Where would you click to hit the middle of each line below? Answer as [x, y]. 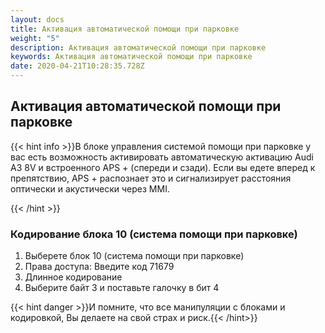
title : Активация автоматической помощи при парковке [125, 29]
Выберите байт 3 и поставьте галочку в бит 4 [122, 288]
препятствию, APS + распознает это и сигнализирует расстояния [151, 178]
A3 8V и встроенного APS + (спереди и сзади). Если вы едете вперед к [163, 167]
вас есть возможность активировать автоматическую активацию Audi [162, 157]
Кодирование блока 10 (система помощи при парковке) [154, 234]
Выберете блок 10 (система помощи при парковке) [134, 256]
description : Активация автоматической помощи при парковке [138, 47]
